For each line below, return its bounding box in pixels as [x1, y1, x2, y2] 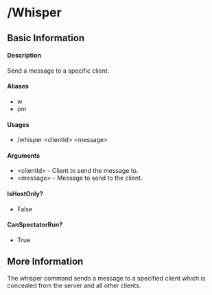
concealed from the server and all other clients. [7, 281, 141, 290]
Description [7, 51, 42, 60]
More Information [7, 256, 84, 268]
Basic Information [7, 32, 85, 44]
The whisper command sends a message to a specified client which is [7, 274, 206, 282]
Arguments [7, 151, 40, 159]
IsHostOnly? [7, 189, 43, 198]
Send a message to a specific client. [7, 67, 110, 75]
